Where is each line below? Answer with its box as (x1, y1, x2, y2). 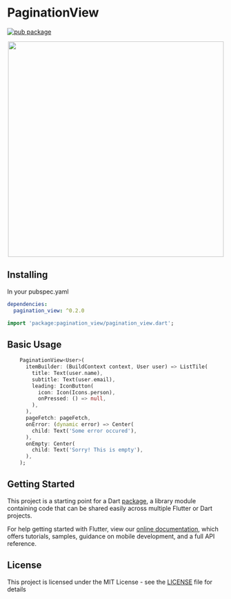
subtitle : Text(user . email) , (32, 376, 116, 383)
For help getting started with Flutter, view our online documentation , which (7, 525, 219, 533)
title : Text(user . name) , (32, 369, 103, 376)
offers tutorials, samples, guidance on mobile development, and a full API (7, 532, 215, 540)
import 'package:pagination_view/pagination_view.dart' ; (7, 319, 174, 327)
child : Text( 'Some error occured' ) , (32, 427, 137, 434)
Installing (7, 269, 48, 281)
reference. (7, 539, 37, 547)
